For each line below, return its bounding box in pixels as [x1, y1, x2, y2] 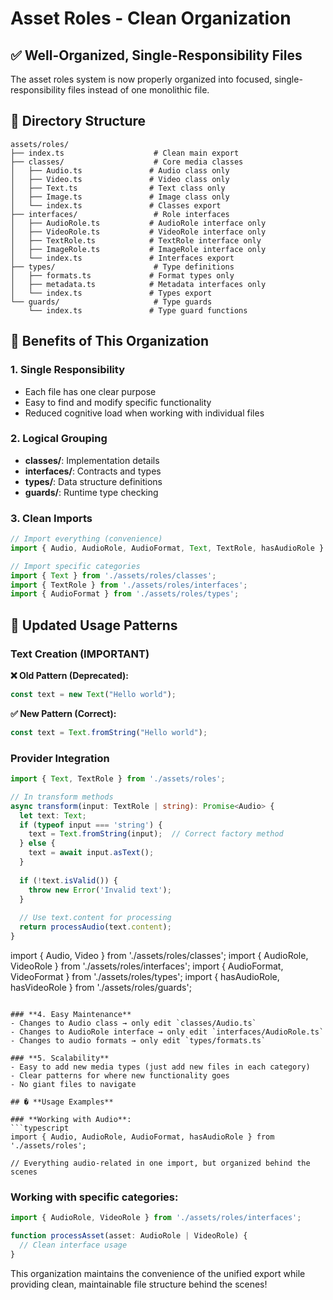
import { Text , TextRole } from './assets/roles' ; [10, 774, 226, 784]
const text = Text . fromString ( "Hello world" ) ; [10, 727, 208, 737]
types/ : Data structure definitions [24, 475, 163, 487]
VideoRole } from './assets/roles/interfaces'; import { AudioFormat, [10, 960, 284, 972]
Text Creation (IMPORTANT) [10, 647, 150, 661]
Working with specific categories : [10, 1190, 179, 1204]
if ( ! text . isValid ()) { [19, 875, 118, 886]
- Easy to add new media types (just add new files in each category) [10, 1062, 311, 1072]
